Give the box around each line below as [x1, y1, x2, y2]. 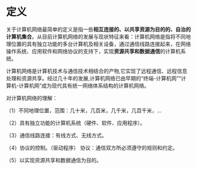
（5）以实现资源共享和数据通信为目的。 [6, 156, 102, 164]
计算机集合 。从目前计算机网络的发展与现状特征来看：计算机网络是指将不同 [6, 33, 186, 40]
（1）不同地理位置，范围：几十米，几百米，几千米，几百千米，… [6, 106, 162, 114]
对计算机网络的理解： [6, 94, 57, 101]
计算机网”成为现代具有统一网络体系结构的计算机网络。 [18, 82, 150, 89]
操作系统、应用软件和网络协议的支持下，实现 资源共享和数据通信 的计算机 [6, 47, 181, 54]
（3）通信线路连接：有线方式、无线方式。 [6, 132, 107, 139]
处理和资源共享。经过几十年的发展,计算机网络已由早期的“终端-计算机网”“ [6, 74, 181, 82]
